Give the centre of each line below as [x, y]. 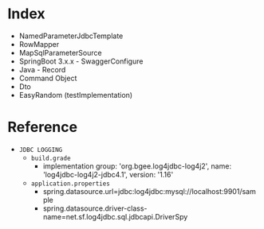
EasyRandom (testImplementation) [76, 95]
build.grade [51, 158]
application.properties [71, 184]
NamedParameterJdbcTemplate [71, 36]
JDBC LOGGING [41, 149]
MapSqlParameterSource [60, 52]
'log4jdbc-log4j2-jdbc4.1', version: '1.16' [108, 174]
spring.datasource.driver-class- [95, 208]
